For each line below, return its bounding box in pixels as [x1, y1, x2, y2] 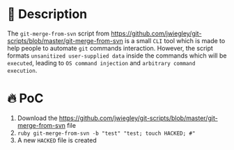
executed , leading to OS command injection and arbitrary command [7, 58, 196, 67]
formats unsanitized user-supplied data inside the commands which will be [7, 51, 227, 60]
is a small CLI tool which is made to [124, 36, 226, 44]
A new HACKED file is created [17, 135, 97, 144]
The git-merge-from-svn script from [7, 29, 110, 37]
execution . [7, 66, 38, 74]
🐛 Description [7, 6, 88, 22]
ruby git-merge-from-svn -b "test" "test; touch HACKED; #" [17, 130, 196, 137]
